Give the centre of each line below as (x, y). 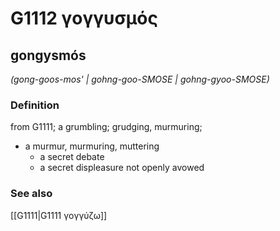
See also (31, 194)
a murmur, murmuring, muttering (92, 146)
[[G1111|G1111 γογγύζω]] (59, 215)
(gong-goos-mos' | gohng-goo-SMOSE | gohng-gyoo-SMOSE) (140, 79)
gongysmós (48, 55)
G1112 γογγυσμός (84, 18)
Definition (35, 105)
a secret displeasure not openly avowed (122, 168)
